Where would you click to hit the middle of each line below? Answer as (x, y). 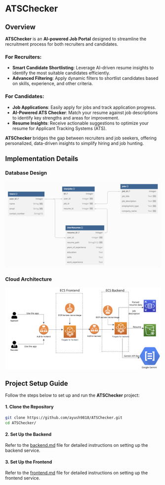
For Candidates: (25, 96)
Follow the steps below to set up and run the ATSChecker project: (72, 395)
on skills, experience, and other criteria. (52, 84)
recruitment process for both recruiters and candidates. (62, 44)
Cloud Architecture (29, 279)
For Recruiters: (23, 57)
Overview (21, 27)
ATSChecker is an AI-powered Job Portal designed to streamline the (76, 39)
